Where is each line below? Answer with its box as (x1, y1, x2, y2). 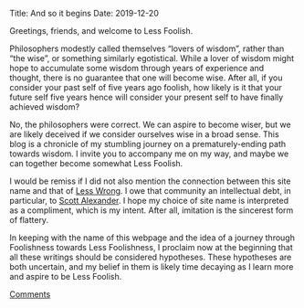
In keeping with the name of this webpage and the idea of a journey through (9, 232, 295, 243)
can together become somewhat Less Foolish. (9, 158, 183, 168)
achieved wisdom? (9, 101, 80, 112)
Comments (9, 289, 51, 300)
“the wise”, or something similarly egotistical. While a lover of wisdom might (9, 53, 295, 63)
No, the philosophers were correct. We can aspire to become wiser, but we (9, 119, 291, 130)
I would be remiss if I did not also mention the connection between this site (9, 175, 291, 186)
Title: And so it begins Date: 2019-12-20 (9, 8, 160, 18)
